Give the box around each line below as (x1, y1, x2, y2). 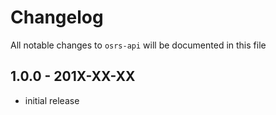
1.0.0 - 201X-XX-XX (10, 68, 136, 85)
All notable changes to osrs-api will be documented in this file (10, 39, 267, 51)
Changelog (10, 6, 104, 29)
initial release (24, 94, 80, 106)
